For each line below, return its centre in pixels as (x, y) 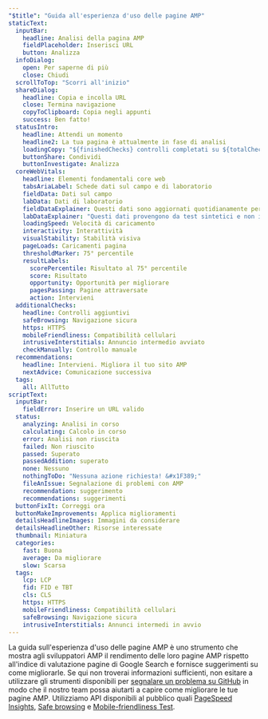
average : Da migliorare (62, 558)
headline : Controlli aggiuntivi (76, 312)
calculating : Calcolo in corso (75, 431)
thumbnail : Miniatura (51, 536)
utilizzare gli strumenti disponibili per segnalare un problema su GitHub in (128, 681)
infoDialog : (35, 61)
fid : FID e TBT (48, 588)
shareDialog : (37, 90)
